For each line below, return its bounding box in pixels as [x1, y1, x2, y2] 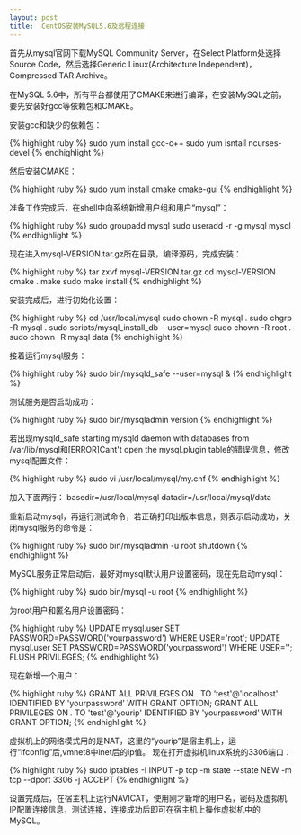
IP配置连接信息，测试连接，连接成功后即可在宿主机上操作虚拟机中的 [9, 804, 261, 814]
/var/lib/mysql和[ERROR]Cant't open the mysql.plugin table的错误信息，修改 [9, 444, 290, 454]
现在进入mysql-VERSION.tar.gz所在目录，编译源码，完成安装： [9, 248, 243, 259]
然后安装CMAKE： [9, 166, 78, 176]
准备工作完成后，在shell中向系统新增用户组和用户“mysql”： [9, 202, 229, 212]
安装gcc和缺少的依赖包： [9, 119, 102, 130]
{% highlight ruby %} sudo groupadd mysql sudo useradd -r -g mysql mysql [9, 220, 292, 230]
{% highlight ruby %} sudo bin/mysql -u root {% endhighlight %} [9, 586, 249, 597]
